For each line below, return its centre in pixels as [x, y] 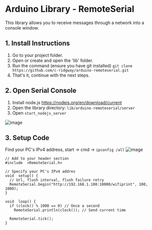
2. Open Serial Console [41, 91]
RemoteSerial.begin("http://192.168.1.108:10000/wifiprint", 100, [79, 185]
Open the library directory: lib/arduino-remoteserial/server [74, 108]
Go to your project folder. [38, 55]
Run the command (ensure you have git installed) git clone [72, 65]
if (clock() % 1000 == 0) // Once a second [54, 206]
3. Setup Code [27, 138]
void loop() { [21, 202]
